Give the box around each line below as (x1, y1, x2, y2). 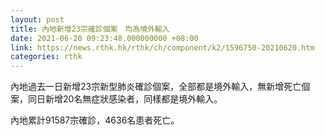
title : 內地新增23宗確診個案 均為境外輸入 (10, 24, 170, 34)
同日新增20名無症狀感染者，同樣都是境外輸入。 (27, 93, 223, 105)
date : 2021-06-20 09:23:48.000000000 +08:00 (10, 33, 199, 43)
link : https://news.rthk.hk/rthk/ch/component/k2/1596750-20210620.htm (10, 42, 315, 53)
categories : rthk (10, 52, 83, 62)
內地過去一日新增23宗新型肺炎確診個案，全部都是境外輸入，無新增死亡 (10, 81, 302, 93)
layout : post (10, 14, 65, 25)
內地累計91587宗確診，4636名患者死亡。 (10, 114, 180, 126)
